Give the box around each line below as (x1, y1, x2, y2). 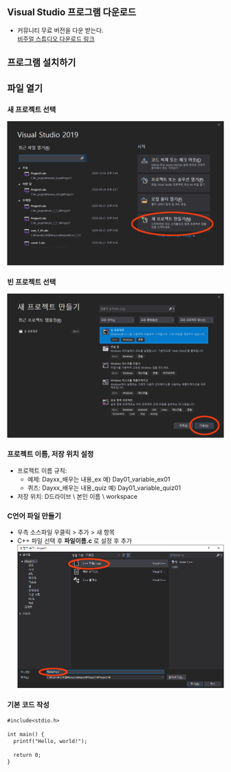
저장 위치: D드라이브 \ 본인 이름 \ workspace (16, 492, 138, 500)
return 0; (13, 751, 41, 758)
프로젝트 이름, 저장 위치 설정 (7, 449, 94, 459)
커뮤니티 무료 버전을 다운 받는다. (16, 26, 104, 34)
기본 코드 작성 (7, 700, 50, 710)
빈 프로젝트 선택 (7, 277, 56, 287)
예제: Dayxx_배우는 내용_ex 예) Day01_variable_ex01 (27, 475, 170, 483)
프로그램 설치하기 (7, 57, 76, 69)
